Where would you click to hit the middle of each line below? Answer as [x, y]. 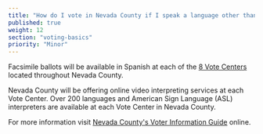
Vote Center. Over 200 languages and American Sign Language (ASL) [121, 99]
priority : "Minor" [38, 45]
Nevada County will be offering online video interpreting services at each [126, 90]
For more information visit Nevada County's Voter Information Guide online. [130, 122]
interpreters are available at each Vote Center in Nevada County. [112, 107]
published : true [34, 23]
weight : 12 [26, 30]
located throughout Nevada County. [66, 75]
